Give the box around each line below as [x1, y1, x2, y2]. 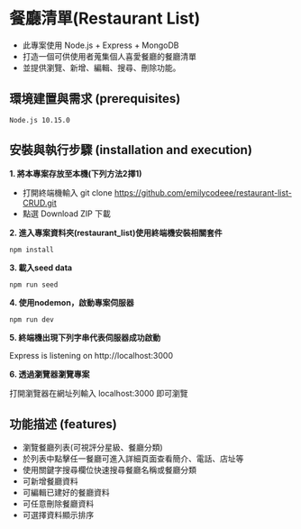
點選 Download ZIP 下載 [22, 208, 111, 219]
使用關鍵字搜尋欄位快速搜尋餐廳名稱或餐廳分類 [22, 465, 196, 476]
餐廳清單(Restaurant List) [9, 8, 201, 29]
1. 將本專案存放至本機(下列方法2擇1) [9, 168, 142, 178]
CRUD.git [22, 197, 57, 208]
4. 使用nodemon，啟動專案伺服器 [9, 296, 135, 307]
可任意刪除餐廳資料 [22, 498, 95, 509]
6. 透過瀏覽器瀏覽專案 [9, 369, 90, 379]
